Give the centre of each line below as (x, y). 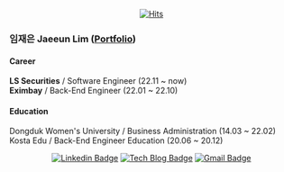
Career (23, 61)
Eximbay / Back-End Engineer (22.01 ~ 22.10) (94, 91)
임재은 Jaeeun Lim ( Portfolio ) (73, 39)
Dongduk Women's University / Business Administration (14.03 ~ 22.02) (143, 131)
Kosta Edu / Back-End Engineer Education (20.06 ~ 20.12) (116, 140)
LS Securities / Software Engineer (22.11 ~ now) (98, 81)
